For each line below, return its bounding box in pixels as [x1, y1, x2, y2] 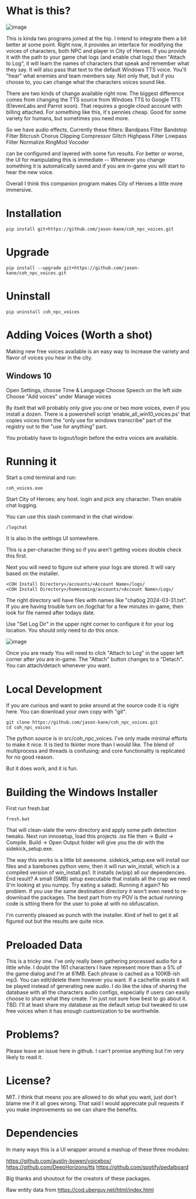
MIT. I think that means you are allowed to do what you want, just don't [6, 1093, 177, 1101]
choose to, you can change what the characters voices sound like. [6, 78, 166, 86]
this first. [6, 552, 27, 559]
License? [6, 1074, 51, 1088]
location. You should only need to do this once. [6, 627, 119, 634]
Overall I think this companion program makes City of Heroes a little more [6, 180, 183, 187]
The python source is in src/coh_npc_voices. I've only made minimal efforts [6, 735, 188, 742]
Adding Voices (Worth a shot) [6, 328, 153, 341]
